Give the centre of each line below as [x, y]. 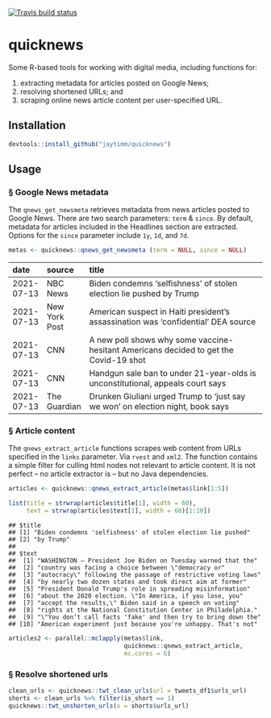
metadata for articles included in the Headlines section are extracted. [123, 227]
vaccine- [216, 340]
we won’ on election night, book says [159, 407]
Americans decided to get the [177, 350]
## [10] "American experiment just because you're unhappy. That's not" [133, 624]
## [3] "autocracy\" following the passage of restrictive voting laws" [135, 575]
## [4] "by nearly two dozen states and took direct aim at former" [128, 582]
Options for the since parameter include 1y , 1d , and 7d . [99, 236]
